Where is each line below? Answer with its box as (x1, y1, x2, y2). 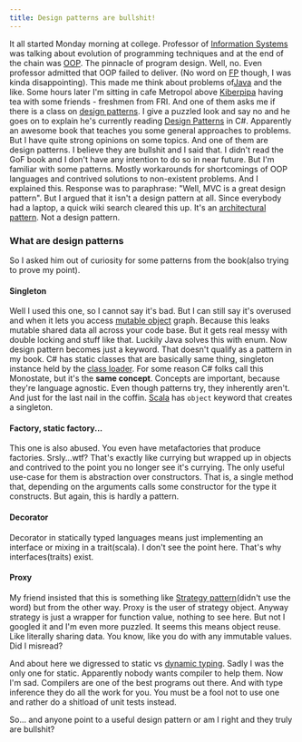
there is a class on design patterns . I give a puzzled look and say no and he (9, 105, 290, 116)
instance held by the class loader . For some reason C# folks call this (9, 364, 264, 375)
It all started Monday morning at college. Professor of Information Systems (9, 38, 288, 49)
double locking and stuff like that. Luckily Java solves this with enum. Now (9, 335, 287, 346)
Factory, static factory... (9, 423, 103, 434)
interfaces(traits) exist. (9, 551, 94, 562)
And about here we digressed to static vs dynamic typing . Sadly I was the (9, 658, 284, 669)
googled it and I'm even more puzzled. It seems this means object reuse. (9, 620, 281, 631)
